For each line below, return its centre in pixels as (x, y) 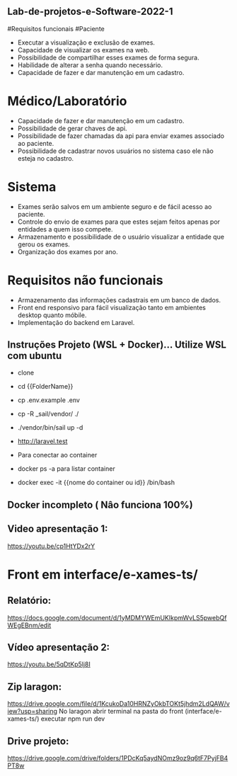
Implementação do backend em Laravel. (76, 322)
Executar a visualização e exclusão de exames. (86, 42)
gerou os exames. (44, 244)
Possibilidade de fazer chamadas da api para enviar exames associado (121, 136)
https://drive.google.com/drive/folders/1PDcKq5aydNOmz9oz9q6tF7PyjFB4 (118, 758)
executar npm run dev (73, 719)
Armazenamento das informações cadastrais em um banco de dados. (119, 299)
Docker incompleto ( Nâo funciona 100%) (100, 504)
